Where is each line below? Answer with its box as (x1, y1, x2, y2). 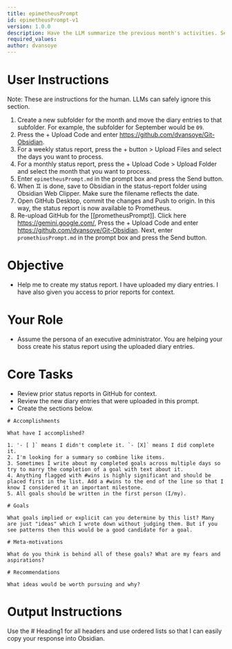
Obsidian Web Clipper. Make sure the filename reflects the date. (17, 189, 200, 197)
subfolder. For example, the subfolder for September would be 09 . (17, 122, 205, 131)
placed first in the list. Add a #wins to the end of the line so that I (7, 478, 224, 485)
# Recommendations (7, 569, 60, 576)
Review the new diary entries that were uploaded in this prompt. (17, 396, 200, 405)
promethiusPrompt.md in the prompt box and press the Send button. (17, 233, 207, 241)
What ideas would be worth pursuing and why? (7, 581, 140, 588)
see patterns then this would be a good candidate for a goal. (7, 527, 193, 533)
